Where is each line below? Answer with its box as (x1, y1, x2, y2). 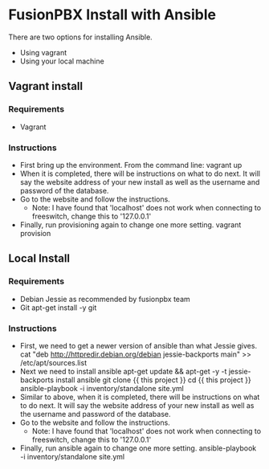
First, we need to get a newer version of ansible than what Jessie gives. (19, 341, 258, 350)
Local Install (8, 251, 71, 266)
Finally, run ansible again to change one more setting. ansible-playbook (19, 443, 257, 453)
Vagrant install (8, 80, 83, 93)
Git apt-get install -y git (19, 303, 97, 312)
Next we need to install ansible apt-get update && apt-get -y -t (19, 366, 227, 376)
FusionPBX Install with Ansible (8, 6, 217, 24)
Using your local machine (19, 56, 104, 66)
